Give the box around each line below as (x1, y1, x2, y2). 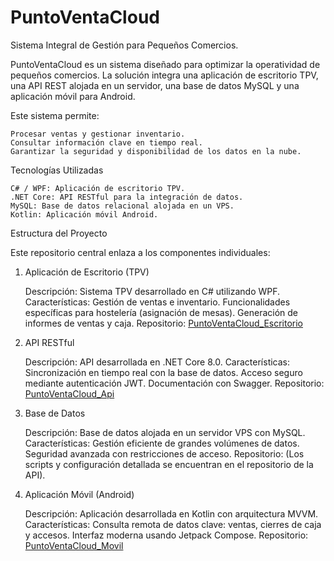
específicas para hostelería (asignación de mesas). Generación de (24, 306, 298, 318)
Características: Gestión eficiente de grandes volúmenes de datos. (24, 437, 300, 449)
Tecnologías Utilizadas (10, 164, 104, 176)
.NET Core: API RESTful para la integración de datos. (10, 192, 244, 202)
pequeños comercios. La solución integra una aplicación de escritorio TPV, (10, 69, 319, 81)
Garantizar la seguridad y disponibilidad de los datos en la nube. (10, 146, 302, 156)
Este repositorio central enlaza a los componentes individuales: (10, 246, 271, 258)
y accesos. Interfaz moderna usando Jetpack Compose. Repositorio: (24, 529, 309, 541)
